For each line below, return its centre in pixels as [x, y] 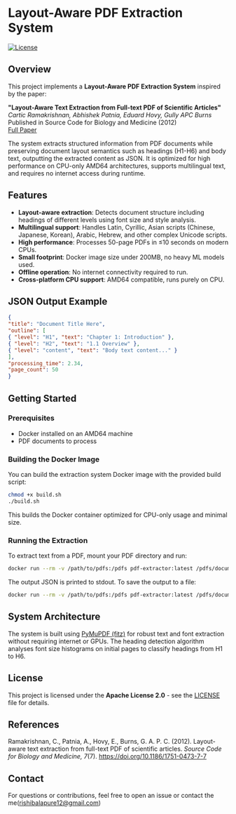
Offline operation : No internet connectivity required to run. [103, 272]
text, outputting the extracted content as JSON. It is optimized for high [109, 158]
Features [28, 196]
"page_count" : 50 [33, 370]
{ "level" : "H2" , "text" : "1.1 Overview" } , [74, 343]
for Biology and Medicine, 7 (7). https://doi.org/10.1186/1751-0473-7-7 [107, 756]
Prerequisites [31, 418]
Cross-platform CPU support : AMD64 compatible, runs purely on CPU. [121, 280]
